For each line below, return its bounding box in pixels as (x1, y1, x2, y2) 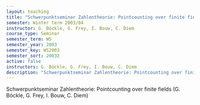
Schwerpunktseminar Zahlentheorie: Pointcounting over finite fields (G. (6, 85, 180, 93)
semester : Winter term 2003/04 (6, 20, 84, 26)
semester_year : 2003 (6, 42, 58, 48)
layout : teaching (6, 8, 49, 15)
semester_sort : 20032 (6, 53, 60, 59)
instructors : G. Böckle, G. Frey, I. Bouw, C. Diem (6, 63, 137, 70)
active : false (6, 58, 42, 64)
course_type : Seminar (6, 31, 60, 37)
